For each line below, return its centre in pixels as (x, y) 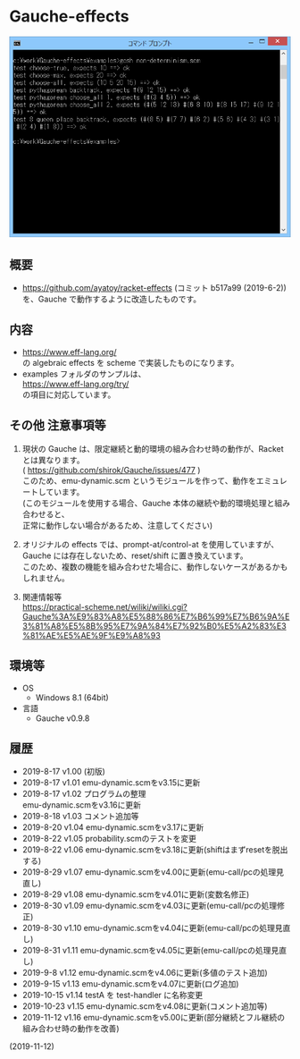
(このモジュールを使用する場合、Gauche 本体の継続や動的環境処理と (148, 503)
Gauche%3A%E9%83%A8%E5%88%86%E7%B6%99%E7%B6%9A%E (156, 616)
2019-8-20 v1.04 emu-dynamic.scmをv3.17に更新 (113, 827)
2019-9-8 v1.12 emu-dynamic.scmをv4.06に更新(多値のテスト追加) (145, 973)
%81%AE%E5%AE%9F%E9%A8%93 (91, 635)
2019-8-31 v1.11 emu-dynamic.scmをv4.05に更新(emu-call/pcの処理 (146, 951)
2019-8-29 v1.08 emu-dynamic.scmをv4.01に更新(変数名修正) (136, 894)
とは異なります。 (53, 460)
